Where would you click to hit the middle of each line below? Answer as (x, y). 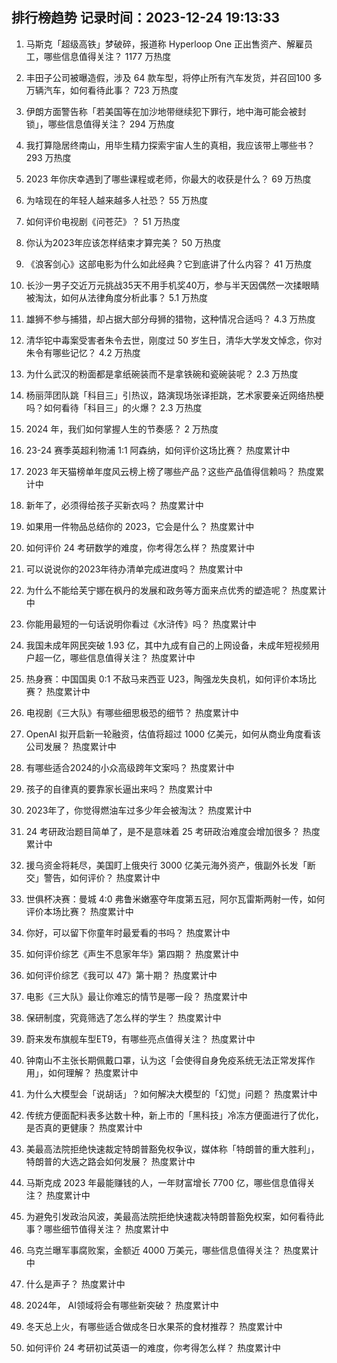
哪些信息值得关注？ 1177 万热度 (107, 56)
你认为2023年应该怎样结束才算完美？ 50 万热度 (123, 242)
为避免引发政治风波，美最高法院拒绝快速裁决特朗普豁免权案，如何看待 (170, 1216)
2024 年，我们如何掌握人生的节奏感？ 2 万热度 (122, 429)
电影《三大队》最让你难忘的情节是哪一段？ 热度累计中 (136, 996)
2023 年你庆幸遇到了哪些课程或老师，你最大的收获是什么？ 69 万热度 (168, 179)
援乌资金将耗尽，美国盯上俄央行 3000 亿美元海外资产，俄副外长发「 (166, 865)
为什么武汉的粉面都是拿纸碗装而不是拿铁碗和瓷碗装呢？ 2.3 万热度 (162, 374)
